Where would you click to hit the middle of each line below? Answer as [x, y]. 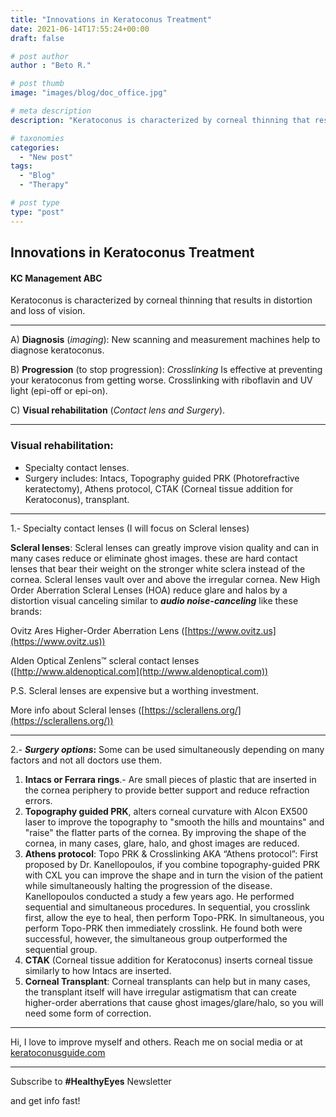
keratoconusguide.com [58, 1052]
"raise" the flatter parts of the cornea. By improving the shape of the [165, 832]
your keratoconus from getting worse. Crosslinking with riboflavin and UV [161, 380]
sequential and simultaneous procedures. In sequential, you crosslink [167, 907]
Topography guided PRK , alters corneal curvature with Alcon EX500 [166, 811]
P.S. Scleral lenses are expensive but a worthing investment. [134, 690]
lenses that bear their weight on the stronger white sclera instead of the [158, 568]
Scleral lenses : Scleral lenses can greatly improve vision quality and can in [165, 547]
